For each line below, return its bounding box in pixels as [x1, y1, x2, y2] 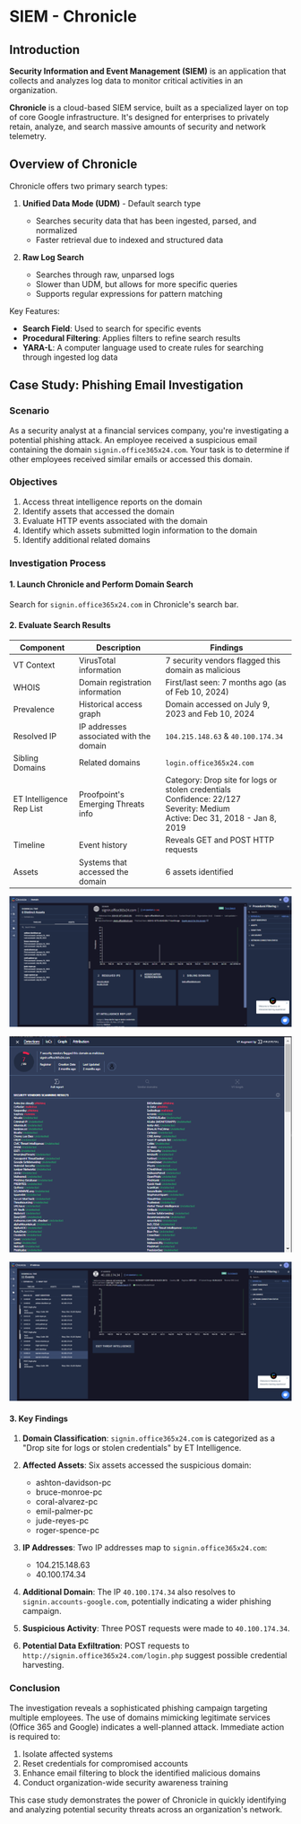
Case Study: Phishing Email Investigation [9, 378, 244, 393]
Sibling [13, 752, 39, 764]
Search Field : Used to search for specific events [21, 323, 202, 334]
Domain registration [79, 677, 152, 688]
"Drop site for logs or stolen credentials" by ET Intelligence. [21, 1443, 242, 1453]
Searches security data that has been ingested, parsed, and [35, 215, 257, 226]
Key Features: [9, 305, 60, 316]
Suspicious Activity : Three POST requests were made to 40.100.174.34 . [21, 1623, 290, 1634]
